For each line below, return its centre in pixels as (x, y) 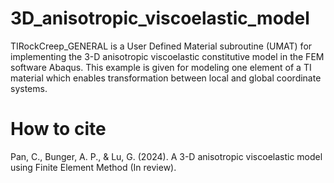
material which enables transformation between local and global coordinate (166, 78)
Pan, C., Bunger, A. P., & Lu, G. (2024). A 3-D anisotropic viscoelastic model (166, 156)
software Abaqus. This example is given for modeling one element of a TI (161, 67)
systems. (29, 88)
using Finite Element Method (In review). (93, 167)
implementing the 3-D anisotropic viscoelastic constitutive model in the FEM (167, 56)
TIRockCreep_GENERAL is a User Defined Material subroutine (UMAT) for (161, 46)
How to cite (58, 129)
